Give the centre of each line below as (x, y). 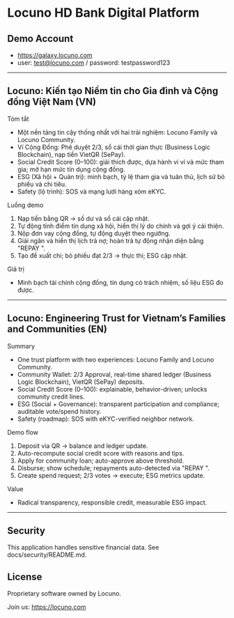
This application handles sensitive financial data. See (83, 548)
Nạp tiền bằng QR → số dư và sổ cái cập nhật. (83, 218)
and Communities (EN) (57, 329)
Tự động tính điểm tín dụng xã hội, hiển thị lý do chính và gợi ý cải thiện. (120, 226)
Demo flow (23, 432)
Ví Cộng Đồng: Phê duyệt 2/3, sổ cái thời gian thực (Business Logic (114, 147)
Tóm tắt (18, 118)
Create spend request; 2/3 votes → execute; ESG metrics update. (111, 475)
